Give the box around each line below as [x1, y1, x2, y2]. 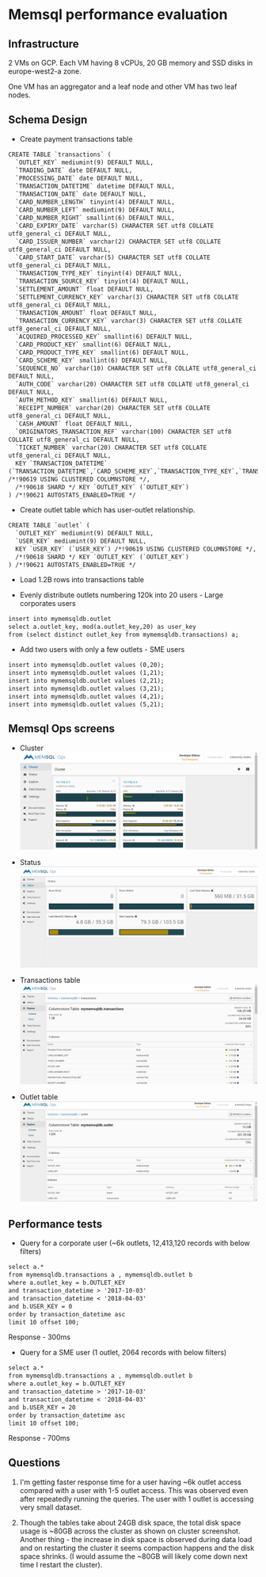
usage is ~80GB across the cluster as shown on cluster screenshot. [19, 1526, 241, 1536]
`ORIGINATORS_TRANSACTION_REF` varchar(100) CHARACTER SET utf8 [15, 428, 232, 436]
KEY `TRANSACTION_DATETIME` [15, 459, 108, 467]
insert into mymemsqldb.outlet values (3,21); [8, 684, 165, 692]
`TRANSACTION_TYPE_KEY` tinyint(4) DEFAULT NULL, [15, 269, 182, 277]
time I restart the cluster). [19, 1560, 103, 1569]
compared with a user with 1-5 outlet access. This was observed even [19, 1485, 249, 1495]
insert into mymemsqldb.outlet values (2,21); [8, 676, 165, 684]
